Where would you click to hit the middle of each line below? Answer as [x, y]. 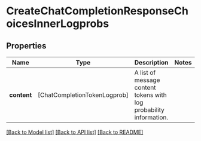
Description [151, 62]
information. [151, 117]
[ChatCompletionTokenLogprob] [83, 95]
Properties [26, 46]
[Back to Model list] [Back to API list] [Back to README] [75, 132]
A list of [145, 73]
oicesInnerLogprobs [58, 24]
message [147, 80]
